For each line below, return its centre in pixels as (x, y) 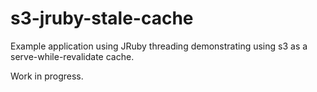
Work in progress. (47, 76)
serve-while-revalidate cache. (72, 56)
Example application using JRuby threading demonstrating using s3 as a (159, 46)
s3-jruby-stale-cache (102, 18)
